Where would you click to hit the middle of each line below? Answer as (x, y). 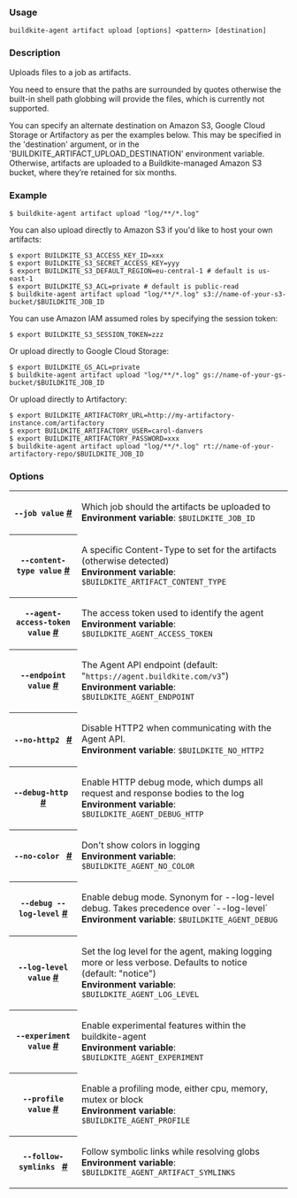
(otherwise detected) (125, 561)
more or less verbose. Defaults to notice (164, 963)
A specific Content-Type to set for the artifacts (179, 550)
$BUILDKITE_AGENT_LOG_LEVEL (140, 994)
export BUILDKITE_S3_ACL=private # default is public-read (128, 286)
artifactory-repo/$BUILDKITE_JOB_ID (76, 454)
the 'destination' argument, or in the (74, 144)
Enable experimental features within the (163, 1025)
